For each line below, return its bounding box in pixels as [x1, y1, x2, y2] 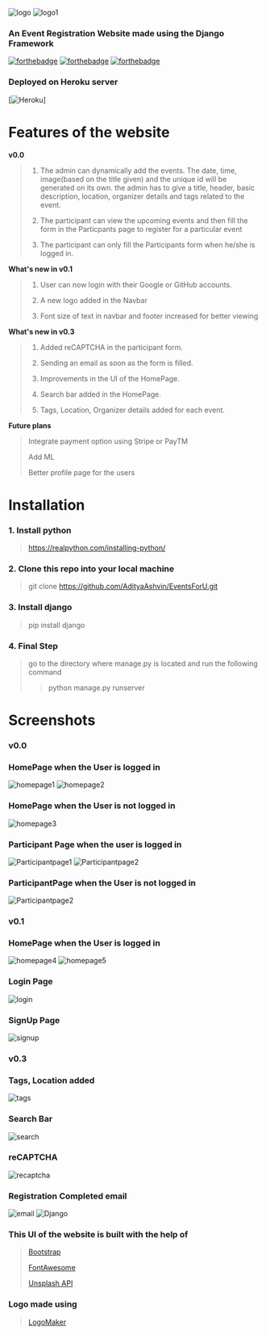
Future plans [8, 420, 52, 430]
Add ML [27, 452, 55, 461]
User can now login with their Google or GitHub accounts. [39, 280, 232, 289]
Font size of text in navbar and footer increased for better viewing [39, 311, 259, 321]
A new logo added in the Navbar [39, 295, 148, 305]
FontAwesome [27, 1263, 77, 1273]
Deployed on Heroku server [8, 77, 118, 88]
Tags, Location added [8, 1075, 95, 1086]
